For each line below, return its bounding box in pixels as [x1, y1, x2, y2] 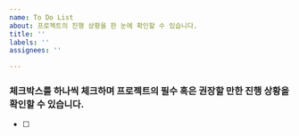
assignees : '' [9, 46, 62, 55]
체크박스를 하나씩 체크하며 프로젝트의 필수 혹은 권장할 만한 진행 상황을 [9, 85, 290, 98]
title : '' [9, 29, 46, 38]
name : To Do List [9, 12, 74, 22]
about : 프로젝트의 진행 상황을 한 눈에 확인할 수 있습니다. [9, 21, 198, 30]
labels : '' [9, 37, 50, 47]
